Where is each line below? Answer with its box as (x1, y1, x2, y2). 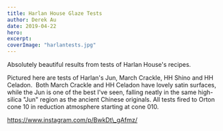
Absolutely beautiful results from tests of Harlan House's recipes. (7, 61, 192, 68)
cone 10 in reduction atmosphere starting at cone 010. (7, 103, 159, 111)
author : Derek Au (7, 16, 57, 23)
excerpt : (7, 35, 32, 42)
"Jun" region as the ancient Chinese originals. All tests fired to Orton (23, 96, 215, 103)
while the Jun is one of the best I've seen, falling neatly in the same (7, 88, 197, 96)
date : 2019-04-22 (7, 23, 57, 29)
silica (7, 96, 22, 103)
